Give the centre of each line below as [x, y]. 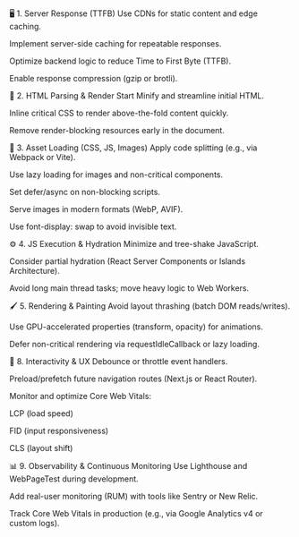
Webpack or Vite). [43, 157]
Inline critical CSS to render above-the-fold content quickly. [119, 113]
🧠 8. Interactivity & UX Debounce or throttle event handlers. [119, 361]
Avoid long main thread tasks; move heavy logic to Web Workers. [129, 288]
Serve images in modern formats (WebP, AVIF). [96, 209]
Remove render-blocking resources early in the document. [117, 130]
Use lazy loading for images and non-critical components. [116, 175]
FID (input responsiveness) [59, 430]
